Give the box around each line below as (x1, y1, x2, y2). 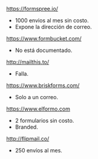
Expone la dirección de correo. (15, 24, 92, 30)
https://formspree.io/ (6, 5, 59, 12)
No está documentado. (15, 47, 73, 54)
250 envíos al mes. (15, 147, 62, 154)
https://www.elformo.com (6, 105, 71, 112)
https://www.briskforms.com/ (6, 82, 80, 89)
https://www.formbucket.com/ (6, 35, 82, 42)
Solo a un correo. (15, 94, 59, 100)
